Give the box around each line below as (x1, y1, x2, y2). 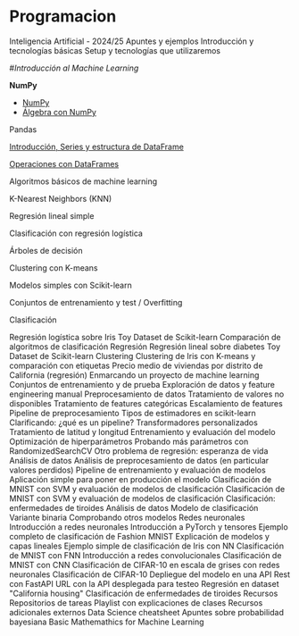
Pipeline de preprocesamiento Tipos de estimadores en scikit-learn (9, 407, 256, 418)
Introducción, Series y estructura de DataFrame (9, 141, 185, 152)
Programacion (9, 6, 117, 27)
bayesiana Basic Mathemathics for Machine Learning (9, 616, 204, 627)
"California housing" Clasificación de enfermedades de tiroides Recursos (9, 588, 278, 598)
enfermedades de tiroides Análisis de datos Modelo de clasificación (9, 502, 259, 513)
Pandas (9, 123, 37, 135)
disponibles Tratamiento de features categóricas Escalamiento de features (9, 397, 283, 408)
